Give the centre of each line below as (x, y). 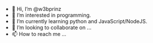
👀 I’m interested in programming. (51, 15)
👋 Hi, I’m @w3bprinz (36, 9)
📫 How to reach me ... (39, 34)
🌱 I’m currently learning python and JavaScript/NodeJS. (79, 21)
